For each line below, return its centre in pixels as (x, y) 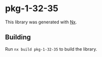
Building (18, 37)
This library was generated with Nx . (41, 22)
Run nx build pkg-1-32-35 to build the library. (51, 49)
